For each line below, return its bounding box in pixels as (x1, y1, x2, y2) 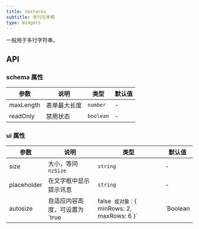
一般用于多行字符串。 (6, 37, 58, 44)
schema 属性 (6, 73, 43, 81)
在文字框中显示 (48, 177, 90, 185)
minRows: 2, (97, 205, 132, 213)
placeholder (9, 181, 43, 189)
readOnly (9, 112, 35, 120)
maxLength (9, 101, 41, 109)
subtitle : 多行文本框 (6, 14, 55, 20)
